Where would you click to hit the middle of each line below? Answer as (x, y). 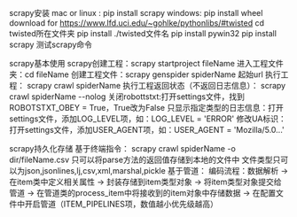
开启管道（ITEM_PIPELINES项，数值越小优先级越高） (121, 204)
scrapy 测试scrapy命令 (51, 44)
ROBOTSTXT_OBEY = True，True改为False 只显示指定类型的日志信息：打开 (146, 108)
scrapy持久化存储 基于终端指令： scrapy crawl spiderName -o (123, 148)
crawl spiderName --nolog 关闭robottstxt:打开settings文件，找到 (127, 97)
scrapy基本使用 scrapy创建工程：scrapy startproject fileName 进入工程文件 (146, 63)
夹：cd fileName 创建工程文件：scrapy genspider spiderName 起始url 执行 (145, 74)
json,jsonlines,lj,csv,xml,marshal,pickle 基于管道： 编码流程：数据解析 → (156, 170)
